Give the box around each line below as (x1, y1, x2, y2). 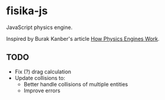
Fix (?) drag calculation (14, 68, 71, 75)
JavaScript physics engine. (6, 24, 73, 31)
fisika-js (6, 4, 48, 18)
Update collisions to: (14, 74, 66, 81)
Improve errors (23, 87, 61, 94)
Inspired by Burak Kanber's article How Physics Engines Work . (6, 35, 160, 42)
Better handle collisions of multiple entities (23, 80, 128, 88)
